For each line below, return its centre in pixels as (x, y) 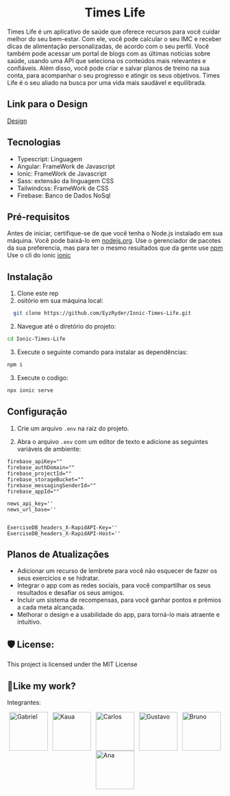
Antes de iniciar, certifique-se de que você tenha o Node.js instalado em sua (115, 233)
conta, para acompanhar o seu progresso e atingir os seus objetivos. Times (114, 75)
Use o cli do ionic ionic (39, 255)
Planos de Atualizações (58, 554)
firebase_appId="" (33, 491)
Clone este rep (38, 294)
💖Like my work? (42, 686)
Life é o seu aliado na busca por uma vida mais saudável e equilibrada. (107, 82)
